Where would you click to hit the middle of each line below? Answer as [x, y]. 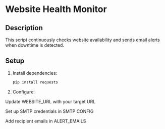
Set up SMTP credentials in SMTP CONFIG [49, 111]
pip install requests [35, 82]
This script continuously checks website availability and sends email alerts [82, 40]
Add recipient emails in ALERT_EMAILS [46, 121]
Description [24, 28]
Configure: [24, 92]
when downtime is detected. [35, 45]
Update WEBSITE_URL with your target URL [50, 101]
